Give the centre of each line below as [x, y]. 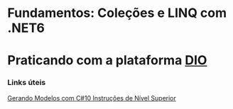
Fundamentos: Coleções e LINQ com [117, 13]
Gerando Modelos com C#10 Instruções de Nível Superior [92, 98]
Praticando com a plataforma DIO [107, 61]
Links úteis [27, 83]
